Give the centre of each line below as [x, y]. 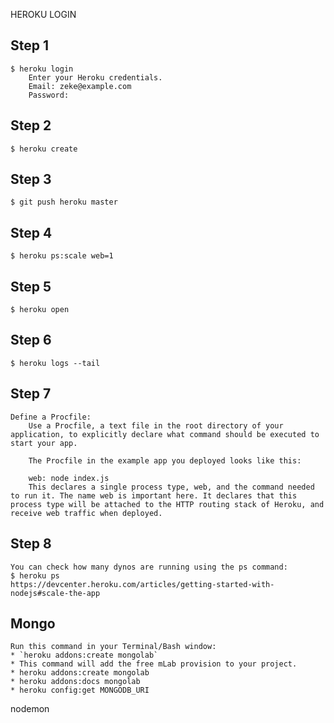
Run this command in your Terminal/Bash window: [113, 647]
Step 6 [31, 340]
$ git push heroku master [64, 202]
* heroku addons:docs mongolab [75, 682]
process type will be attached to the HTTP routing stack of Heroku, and [167, 504]
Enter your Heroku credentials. [95, 77]
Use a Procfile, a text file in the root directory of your [156, 425]
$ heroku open [40, 310]
